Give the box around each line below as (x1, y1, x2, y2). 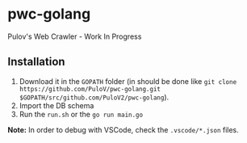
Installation (7, 55, 65, 69)
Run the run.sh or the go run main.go (19, 109, 143, 119)
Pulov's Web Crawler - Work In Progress (7, 32, 142, 41)
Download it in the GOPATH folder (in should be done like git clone (19, 76, 237, 86)
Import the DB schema (19, 100, 94, 110)
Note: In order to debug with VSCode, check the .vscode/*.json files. (7, 124, 239, 134)
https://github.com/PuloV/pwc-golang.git (19, 85, 161, 93)
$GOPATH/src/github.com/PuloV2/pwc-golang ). (19, 92, 170, 102)
